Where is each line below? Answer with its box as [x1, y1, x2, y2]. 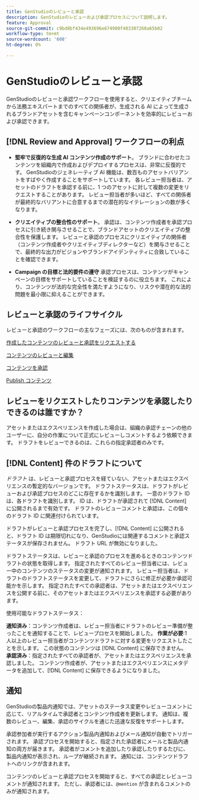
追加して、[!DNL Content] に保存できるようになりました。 [21, 667, 163, 674]
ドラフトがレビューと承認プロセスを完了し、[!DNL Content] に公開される [6, 525, 185, 532]
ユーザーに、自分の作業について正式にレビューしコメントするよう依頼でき [6, 432, 188, 439]
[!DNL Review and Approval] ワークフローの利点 [6, 137, 185, 147]
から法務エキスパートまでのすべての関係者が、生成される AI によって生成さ [6, 102, 190, 110]
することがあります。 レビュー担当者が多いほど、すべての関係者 [35, 191, 192, 198]
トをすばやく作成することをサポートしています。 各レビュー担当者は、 [14, 176, 187, 183]
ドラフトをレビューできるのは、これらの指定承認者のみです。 [17, 439, 168, 446]
